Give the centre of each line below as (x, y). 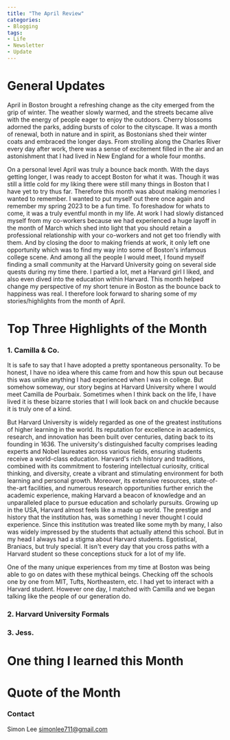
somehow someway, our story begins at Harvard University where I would (112, 387)
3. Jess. (21, 633)
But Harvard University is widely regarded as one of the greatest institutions (114, 422)
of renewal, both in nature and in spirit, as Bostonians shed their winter (107, 134)
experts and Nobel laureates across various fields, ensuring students (105, 452)
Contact (21, 714)
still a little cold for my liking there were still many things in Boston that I (108, 184)
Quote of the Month (64, 693)
